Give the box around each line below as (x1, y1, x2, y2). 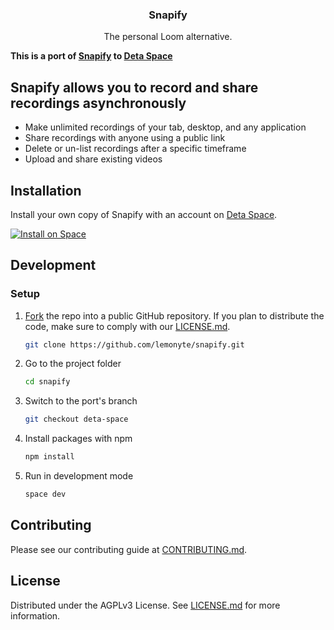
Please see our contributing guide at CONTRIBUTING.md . (10, 543, 248, 555)
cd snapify (24, 377, 71, 387)
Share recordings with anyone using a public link (24, 132, 226, 144)
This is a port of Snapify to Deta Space (10, 50, 173, 62)
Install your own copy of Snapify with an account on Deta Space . (10, 208, 278, 220)
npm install (24, 452, 75, 462)
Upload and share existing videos (24, 153, 163, 165)
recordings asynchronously (10, 94, 187, 112)
